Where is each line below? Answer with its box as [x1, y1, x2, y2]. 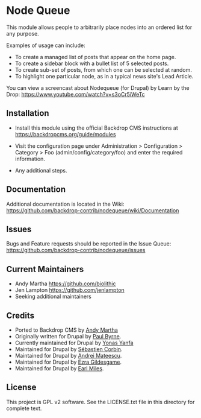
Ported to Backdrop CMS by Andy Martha [14, 326, 119, 334]
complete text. [6, 405, 42, 412]
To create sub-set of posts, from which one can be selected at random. [14, 66, 193, 73]
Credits [6, 310, 35, 320]
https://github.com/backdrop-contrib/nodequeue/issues [6, 247, 146, 254]
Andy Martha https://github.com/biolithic [14, 280, 116, 287]
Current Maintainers [6, 264, 84, 274]
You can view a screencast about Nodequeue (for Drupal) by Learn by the [6, 84, 190, 91]
